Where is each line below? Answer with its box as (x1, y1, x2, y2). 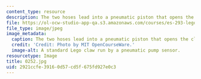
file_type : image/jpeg (6, 25, 63, 31)
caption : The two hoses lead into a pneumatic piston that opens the (11, 36, 188, 42)
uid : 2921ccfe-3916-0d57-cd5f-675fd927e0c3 (6, 64, 117, 70)
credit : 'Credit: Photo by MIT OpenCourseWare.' (11, 42, 135, 48)
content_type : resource (6, 8, 66, 15)
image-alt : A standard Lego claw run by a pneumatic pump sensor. (11, 48, 181, 53)
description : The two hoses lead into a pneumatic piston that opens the (6, 14, 194, 20)
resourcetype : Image (6, 53, 58, 59)
